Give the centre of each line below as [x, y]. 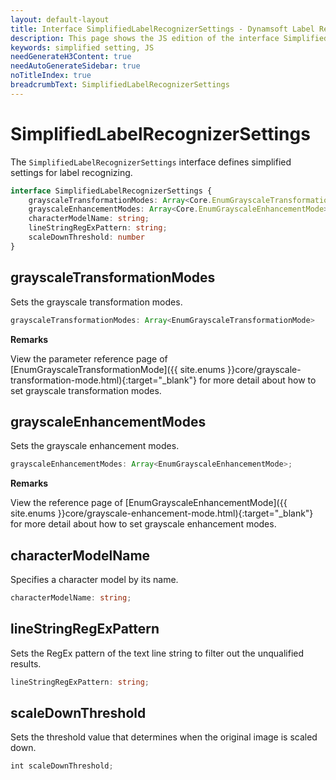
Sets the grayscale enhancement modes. [95, 446]
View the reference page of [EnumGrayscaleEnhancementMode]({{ [149, 503]
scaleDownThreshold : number [86, 237]
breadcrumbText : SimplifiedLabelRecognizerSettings [120, 85]
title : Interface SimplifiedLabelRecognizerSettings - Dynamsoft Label [162, 29]
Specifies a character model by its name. [94, 579]
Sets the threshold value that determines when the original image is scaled [164, 737]
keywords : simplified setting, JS [82, 47]
